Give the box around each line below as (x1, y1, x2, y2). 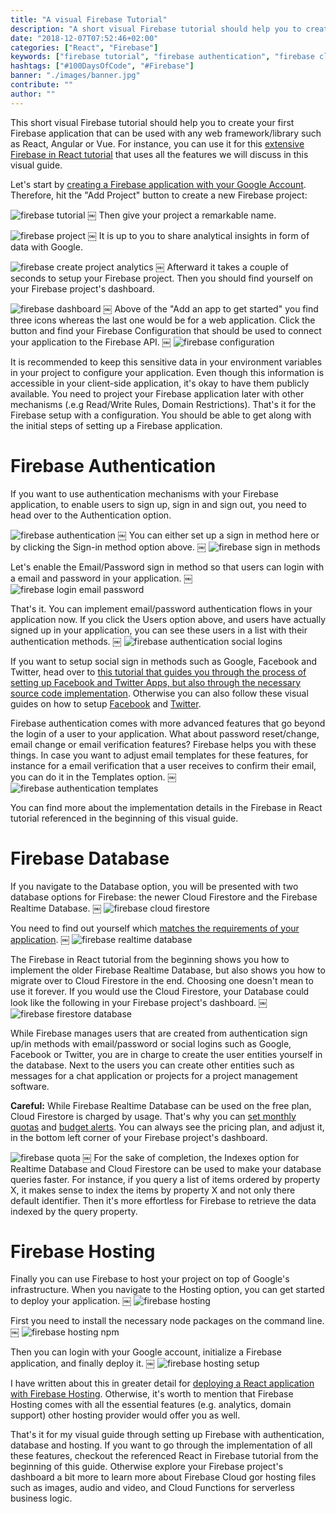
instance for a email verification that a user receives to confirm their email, (10, 759, 317, 771)
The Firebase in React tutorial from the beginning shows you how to (10, 953, 290, 965)
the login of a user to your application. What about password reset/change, (10, 727, 320, 740)
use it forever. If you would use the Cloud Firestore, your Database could (10, 985, 310, 997)
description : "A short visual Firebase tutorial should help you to (10, 24, 302, 34)
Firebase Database (10, 847, 170, 870)
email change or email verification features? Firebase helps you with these (10, 738, 317, 750)
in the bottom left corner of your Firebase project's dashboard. (10, 1131, 268, 1143)
